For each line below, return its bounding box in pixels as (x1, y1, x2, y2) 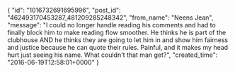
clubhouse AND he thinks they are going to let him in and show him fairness (7, 36, 229, 44)
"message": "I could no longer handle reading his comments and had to (7, 21, 216, 29)
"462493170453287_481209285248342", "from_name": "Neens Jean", (7, 13, 214, 22)
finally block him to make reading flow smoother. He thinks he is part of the (7, 28, 227, 36)
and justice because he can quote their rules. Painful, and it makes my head (7, 44, 229, 51)
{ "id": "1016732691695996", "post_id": (7, 6, 122, 14)
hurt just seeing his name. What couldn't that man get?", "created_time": (7, 51, 218, 59)
